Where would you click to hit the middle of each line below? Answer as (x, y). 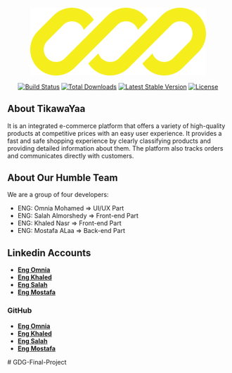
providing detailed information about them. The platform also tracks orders (115, 148)
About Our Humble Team (63, 178)
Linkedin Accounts (49, 253)
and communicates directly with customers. (71, 156)
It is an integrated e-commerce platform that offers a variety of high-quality (116, 126)
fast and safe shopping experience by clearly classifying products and (109, 141)
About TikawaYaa (46, 109)
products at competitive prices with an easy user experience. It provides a (115, 133)
